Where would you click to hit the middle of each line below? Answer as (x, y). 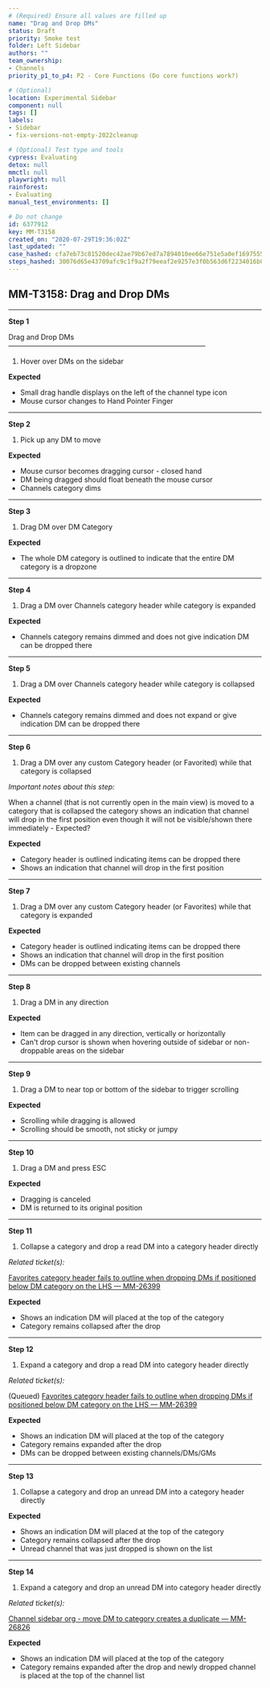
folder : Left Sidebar (45, 46)
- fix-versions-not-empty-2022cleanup (73, 135)
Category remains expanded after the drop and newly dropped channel (138, 1667)
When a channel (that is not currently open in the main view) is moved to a (131, 802)
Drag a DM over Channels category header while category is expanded (138, 605)
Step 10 (21, 1152)
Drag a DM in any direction (64, 1002)
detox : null (28, 165)
